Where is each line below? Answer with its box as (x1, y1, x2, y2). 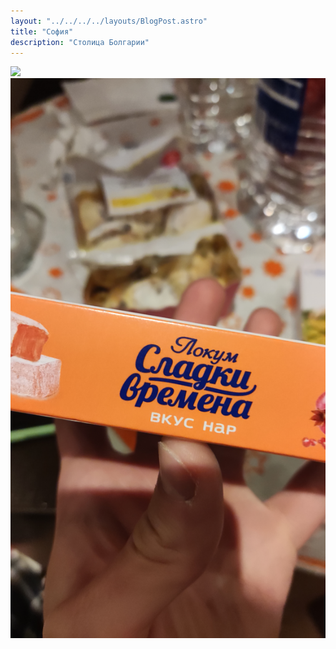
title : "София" (10, 26, 74, 37)
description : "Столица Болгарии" (10, 37, 150, 47)
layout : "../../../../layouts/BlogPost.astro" (10, 16, 208, 26)
